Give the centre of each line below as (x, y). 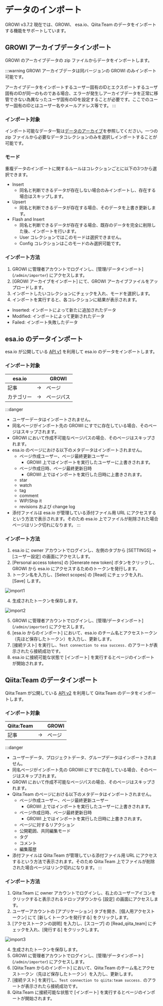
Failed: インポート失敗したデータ (45, 322)
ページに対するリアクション (47, 825)
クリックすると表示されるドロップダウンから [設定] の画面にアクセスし (83, 899)
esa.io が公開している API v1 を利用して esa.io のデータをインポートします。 (81, 352)
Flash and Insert (28, 219)
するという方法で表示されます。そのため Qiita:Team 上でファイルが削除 (83, 862)
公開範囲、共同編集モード (45, 831)
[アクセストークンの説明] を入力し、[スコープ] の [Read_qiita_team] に (82, 924)
